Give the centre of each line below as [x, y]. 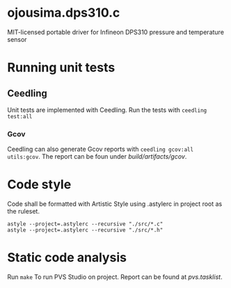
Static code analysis [67, 258]
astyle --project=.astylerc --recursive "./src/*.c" [85, 224]
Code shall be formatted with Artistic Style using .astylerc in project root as [115, 204]
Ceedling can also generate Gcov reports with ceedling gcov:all [100, 149]
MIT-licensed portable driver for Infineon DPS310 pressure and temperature [116, 32]
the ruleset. [24, 211]
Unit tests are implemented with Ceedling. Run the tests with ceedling [107, 110]
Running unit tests [61, 68]
